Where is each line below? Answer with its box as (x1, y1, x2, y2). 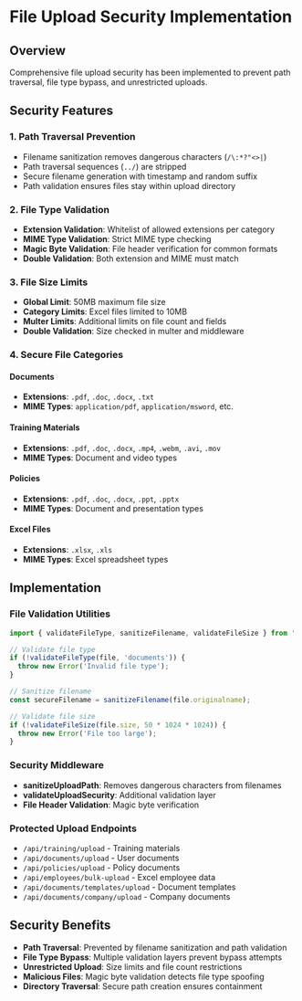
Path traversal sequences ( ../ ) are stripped (22, 161, 187, 172)
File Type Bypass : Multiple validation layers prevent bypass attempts (22, 952, 283, 963)
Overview (9, 43, 67, 58)
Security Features (9, 103, 114, 119)
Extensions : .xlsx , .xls (22, 544, 112, 555)
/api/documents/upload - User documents (22, 852, 180, 863)
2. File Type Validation (9, 203, 109, 216)
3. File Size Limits (9, 276, 89, 289)
